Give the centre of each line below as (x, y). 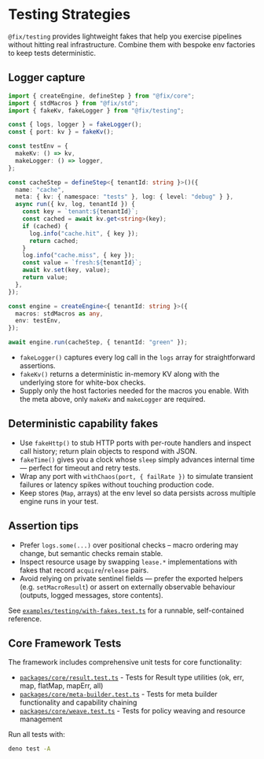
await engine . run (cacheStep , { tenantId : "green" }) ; (98, 343)
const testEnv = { (38, 146)
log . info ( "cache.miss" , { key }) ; (79, 256)
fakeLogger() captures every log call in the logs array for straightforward (137, 357)
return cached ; (54, 241)
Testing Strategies (70, 15)
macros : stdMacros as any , (59, 313)
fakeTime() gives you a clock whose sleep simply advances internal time (137, 459)
